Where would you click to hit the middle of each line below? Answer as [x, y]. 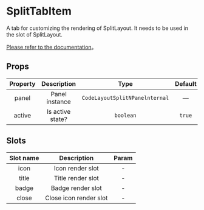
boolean [125, 115]
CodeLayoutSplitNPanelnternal [125, 98]
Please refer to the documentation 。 [52, 47]
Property [22, 83]
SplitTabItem [39, 11]
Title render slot [76, 178]
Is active [59, 111]
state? [59, 119]
